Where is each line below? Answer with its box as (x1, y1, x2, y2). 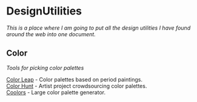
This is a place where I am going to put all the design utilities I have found (6, 24, 191, 31)
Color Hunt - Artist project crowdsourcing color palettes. (6, 82, 147, 89)
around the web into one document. (6, 30, 96, 37)
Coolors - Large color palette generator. (6, 89, 106, 96)
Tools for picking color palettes (6, 64, 84, 71)
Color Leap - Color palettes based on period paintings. (6, 75, 142, 83)
